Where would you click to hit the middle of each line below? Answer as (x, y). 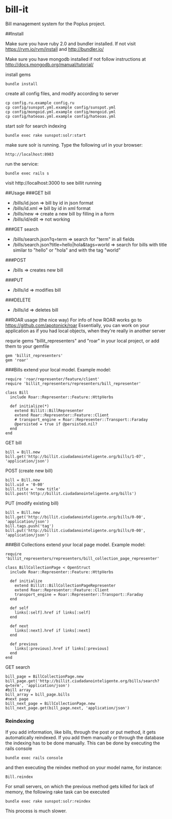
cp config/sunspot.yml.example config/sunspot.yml (61, 107)
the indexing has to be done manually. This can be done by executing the (83, 743)
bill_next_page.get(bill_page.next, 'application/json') (68, 708)
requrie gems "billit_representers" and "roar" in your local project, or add (82, 341)
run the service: (22, 164)
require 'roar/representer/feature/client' (53, 379)
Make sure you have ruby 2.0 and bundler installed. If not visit (71, 43)
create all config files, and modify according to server (62, 93)
